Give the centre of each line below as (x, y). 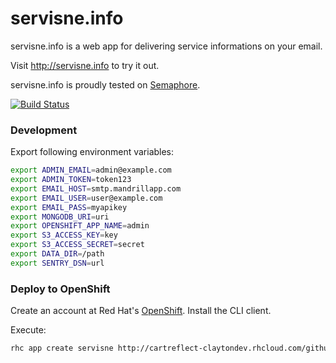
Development (44, 130)
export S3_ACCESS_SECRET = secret (77, 245)
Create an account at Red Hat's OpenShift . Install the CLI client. (141, 311)
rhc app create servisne (62, 348)
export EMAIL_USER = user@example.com (86, 198)
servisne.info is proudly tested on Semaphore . (105, 84)
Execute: (28, 330)
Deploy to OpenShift (60, 289)
